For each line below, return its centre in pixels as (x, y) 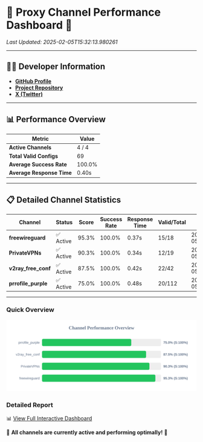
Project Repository (39, 88)
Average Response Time (40, 173)
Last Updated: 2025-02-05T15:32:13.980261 (62, 42)
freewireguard (27, 238)
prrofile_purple (28, 283)
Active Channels (30, 148)
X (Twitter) (29, 94)
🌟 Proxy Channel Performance (84, 12)
